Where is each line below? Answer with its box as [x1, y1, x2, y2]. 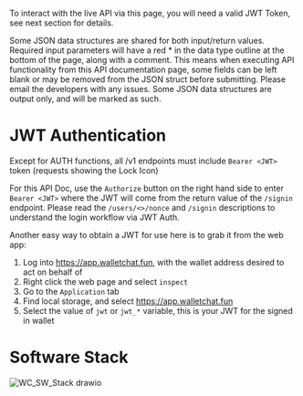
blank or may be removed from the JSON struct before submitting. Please [9, 74, 286, 85]
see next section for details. [9, 17, 114, 28]
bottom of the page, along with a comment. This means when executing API [9, 55, 295, 65]
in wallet [22, 315, 55, 326]
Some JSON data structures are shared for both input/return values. [9, 36, 265, 46]
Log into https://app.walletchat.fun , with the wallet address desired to [22, 256, 285, 267]
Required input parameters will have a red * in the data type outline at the [9, 45, 285, 56]
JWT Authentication [9, 125, 167, 146]
